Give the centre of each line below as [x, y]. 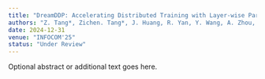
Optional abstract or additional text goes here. [83, 66]
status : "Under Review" [47, 45]
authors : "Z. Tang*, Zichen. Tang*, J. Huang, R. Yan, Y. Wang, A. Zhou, [132, 23]
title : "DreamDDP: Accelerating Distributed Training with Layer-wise [127, 15]
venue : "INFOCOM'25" [42, 37]
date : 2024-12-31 [37, 30]
